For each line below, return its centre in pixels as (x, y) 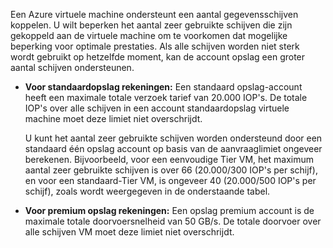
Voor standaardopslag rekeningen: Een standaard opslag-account (163, 87)
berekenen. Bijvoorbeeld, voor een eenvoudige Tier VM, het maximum (169, 159)
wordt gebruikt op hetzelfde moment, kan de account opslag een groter (158, 57)
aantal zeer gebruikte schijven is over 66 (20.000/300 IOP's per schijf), (171, 170)
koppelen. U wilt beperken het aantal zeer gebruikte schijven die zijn (151, 25)
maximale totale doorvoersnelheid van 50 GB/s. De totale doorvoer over (173, 221)
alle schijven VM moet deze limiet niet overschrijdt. (129, 232)
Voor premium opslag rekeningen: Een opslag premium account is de (169, 210)
